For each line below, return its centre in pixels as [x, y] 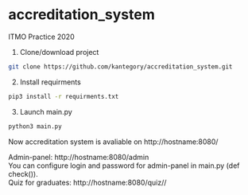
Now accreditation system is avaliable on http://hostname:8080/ [113, 142]
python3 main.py [35, 126]
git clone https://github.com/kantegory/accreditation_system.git [120, 66]
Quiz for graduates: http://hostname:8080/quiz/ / [87, 182]
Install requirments [50, 82]
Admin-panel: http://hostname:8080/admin [79, 157]
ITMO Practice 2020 [41, 37]
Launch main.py [46, 111]
